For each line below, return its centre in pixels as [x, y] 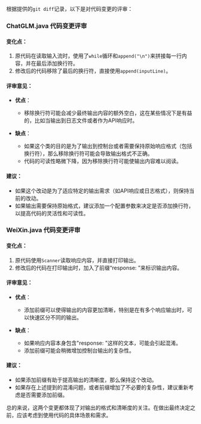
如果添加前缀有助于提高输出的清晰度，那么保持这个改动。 [86, 380]
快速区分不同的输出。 [55, 317]
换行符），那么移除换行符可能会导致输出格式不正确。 [88, 154]
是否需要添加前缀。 [44, 395]
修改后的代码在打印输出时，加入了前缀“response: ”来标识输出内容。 [99, 268]
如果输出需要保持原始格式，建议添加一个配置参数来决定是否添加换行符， [104, 206]
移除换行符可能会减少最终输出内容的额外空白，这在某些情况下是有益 [108, 113]
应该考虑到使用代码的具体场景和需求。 [64, 415]
